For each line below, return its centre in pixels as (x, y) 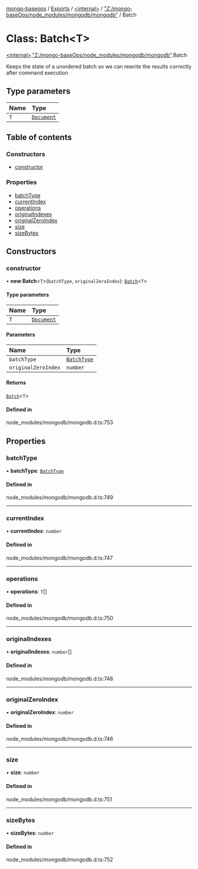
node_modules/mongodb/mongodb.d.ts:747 (60, 558)
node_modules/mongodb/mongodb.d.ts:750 (60, 618)
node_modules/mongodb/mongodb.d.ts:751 (59, 799)
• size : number (23, 773)
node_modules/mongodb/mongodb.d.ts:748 (60, 678)
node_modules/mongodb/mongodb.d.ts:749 (60, 497)
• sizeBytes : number (30, 833)
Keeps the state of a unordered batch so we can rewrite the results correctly (99, 66)
